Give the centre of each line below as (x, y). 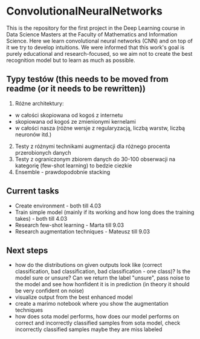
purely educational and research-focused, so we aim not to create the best (99, 53)
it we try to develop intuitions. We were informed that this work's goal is (95, 47)
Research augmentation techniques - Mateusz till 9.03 (82, 231)
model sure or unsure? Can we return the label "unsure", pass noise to (102, 278)
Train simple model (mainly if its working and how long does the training (105, 212)
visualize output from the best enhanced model (74, 297)
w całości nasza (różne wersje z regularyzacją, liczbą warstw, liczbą (100, 128)
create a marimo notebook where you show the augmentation (92, 304)
